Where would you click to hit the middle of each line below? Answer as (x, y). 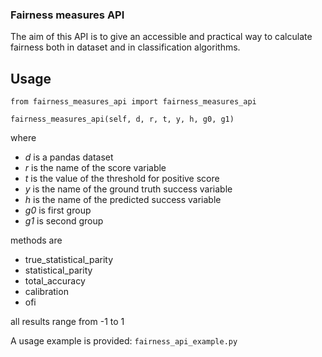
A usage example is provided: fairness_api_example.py (124, 341)
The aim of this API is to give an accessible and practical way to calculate (161, 37)
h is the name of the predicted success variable (123, 200)
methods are (36, 240)
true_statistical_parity (69, 260)
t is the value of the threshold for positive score (122, 179)
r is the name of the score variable (95, 168)
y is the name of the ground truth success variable (128, 189)
